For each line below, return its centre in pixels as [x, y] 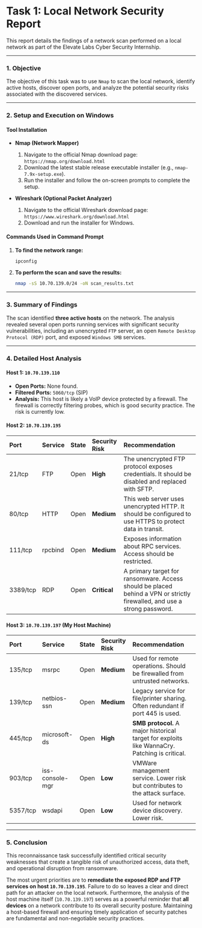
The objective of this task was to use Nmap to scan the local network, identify [101, 81]
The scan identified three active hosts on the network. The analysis [90, 318]
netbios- [54, 699]
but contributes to [158, 786]
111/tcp [21, 550]
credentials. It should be [158, 474]
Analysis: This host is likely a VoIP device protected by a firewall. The [101, 399]
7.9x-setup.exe [43, 175]
